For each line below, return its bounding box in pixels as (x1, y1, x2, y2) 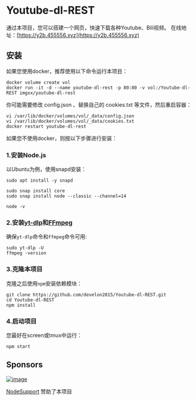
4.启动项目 (6, 317, 37, 325)
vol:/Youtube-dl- (147, 85, 191, 91)
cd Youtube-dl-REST (6, 297, 55, 303)
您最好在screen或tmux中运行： (6, 331, 82, 338)
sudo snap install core (6, 188, 66, 194)
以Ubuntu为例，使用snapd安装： (6, 166, 87, 173)
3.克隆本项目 (6, 265, 43, 273)
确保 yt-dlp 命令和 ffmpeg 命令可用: (6, 233, 87, 240)
